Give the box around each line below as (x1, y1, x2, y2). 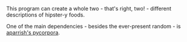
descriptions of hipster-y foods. (6, 11, 85, 18)
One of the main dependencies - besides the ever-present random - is (6, 23, 181, 30)
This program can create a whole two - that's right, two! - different (6, 5, 172, 12)
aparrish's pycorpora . (6, 29, 60, 36)
